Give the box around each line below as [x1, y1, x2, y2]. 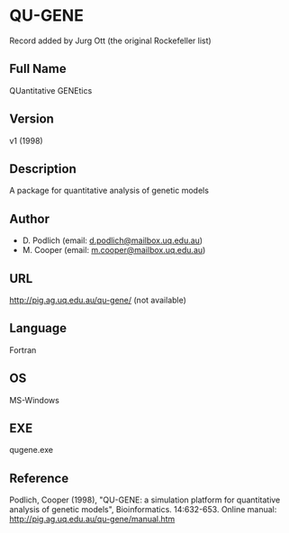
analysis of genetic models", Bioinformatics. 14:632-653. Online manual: [9, 504, 277, 515]
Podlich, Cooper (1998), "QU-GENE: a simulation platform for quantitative [9, 494, 281, 505]
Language [9, 321, 68, 336]
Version [9, 112, 54, 127]
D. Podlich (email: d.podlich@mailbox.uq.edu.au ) [22, 235, 203, 246]
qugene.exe [9, 445, 54, 456]
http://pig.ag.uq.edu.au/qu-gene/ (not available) [9, 294, 187, 305]
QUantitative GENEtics [9, 85, 93, 95]
